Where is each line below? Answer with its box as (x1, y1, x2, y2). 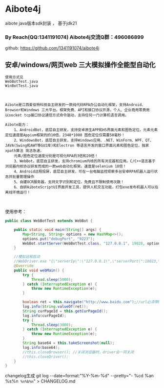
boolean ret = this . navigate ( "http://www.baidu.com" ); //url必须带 (22, 300, 159, 305)
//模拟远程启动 (14, 254, 41, 259)
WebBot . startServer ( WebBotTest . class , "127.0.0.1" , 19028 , (22, 241, 145, 246)
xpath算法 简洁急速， (5, 148, 44, 153)
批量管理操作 (12, 174, 35, 179)
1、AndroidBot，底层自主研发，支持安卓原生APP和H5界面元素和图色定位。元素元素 (14, 127, 158, 133)
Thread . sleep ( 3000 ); (31, 322, 73, 327)
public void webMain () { (14, 268, 64, 273)
